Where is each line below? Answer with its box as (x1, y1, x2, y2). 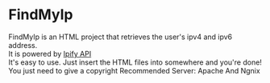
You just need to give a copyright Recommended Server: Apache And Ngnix (8, 65, 260, 75)
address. (8, 40, 38, 49)
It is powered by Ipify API (8, 49, 92, 58)
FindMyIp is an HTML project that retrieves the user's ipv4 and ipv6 (8, 32, 233, 41)
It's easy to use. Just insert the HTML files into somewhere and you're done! (8, 57, 262, 67)
